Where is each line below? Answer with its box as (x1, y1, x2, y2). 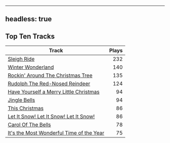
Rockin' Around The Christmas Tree (8, 72, 93, 79)
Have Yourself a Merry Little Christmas (8, 88, 100, 96)
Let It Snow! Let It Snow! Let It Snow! (8, 113, 95, 120)
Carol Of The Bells (8, 121, 52, 128)
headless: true (5, 15, 52, 23)
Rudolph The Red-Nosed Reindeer (8, 80, 91, 87)
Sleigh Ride (8, 56, 35, 63)
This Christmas (8, 105, 44, 112)
